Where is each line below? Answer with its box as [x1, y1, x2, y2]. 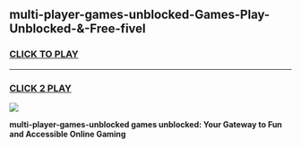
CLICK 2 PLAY [9, 82, 72, 94]
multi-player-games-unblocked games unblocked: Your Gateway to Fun [9, 118, 282, 129]
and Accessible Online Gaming [9, 128, 126, 139]
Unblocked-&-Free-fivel [9, 22, 146, 37]
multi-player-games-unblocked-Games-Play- [9, 7, 271, 22]
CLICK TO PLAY [9, 48, 79, 61]
